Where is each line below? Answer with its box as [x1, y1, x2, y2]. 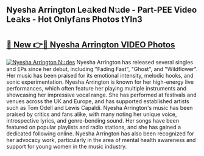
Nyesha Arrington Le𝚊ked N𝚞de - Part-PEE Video [6, 5, 197, 15]
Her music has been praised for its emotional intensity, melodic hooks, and [6, 72, 194, 79]
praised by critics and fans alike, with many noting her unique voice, [6, 110, 177, 118]
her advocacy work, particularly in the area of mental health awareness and [6, 137, 196, 143]
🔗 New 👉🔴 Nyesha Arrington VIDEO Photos [6, 39, 175, 50]
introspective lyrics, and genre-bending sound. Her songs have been [6, 117, 180, 124]
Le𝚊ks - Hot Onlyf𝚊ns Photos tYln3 [6, 15, 143, 25]
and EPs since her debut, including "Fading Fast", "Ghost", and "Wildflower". [6, 66, 198, 72]
